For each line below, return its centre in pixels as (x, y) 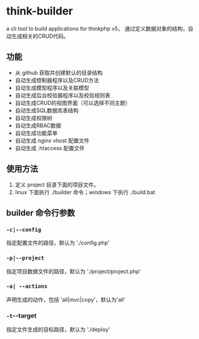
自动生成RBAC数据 (38, 125)
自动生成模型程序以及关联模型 (52, 87)
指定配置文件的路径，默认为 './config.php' (58, 243)
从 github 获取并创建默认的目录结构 (59, 72)
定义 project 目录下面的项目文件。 (57, 185)
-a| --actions (27, 287)
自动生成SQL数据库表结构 (47, 110)
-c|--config (24, 230)
